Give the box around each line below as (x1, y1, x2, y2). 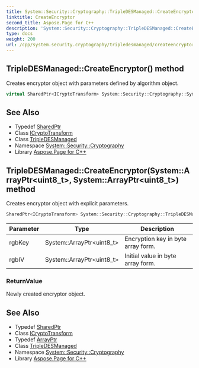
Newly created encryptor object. (6, 290, 86, 297)
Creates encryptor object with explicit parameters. (6, 200, 129, 207)
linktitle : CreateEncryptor (6, 14, 76, 20)
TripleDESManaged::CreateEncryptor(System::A (6, 166, 190, 176)
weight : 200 (6, 36, 36, 42)
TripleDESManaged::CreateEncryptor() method (6, 64, 185, 74)
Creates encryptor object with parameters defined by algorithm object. (6, 80, 179, 87)
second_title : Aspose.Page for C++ (6, 20, 94, 26)
